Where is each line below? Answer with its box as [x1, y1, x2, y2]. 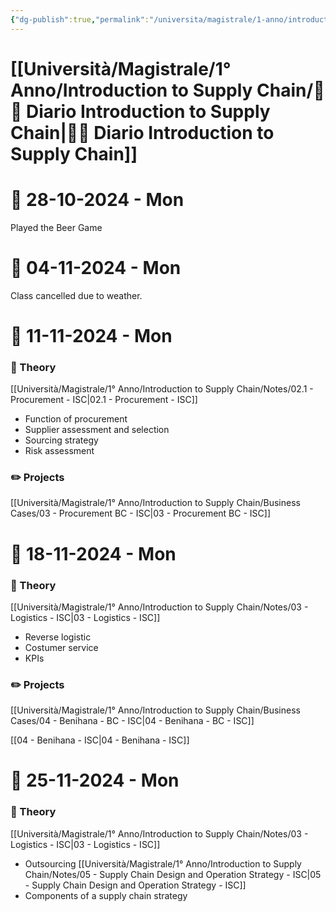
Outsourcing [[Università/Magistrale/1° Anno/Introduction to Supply [24, 857, 302, 870]
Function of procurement [24, 413, 128, 425]
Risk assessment [24, 445, 95, 457]
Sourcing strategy [24, 434, 99, 446]
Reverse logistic [24, 631, 92, 643]
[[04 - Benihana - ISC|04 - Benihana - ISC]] [10, 734, 190, 746]
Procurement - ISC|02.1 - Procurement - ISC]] [10, 394, 198, 406]
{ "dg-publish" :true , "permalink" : [10, 14, 150, 25]
